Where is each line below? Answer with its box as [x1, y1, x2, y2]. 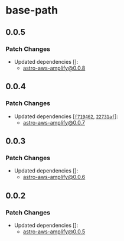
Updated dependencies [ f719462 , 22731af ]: [14, 113, 119, 120]
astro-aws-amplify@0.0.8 [22, 64, 86, 71]
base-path [5, 4, 58, 17]
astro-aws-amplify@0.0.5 [22, 228, 86, 235]
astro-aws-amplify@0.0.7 [22, 119, 85, 126]
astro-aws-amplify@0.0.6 [22, 174, 86, 181]
